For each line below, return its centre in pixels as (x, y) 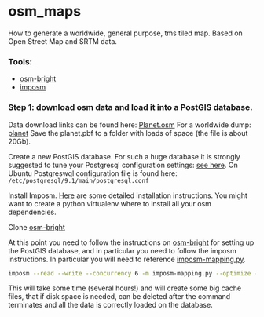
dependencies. (32, 212)
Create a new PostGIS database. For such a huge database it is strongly (125, 156)
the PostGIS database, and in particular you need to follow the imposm (123, 250)
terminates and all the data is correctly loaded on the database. (111, 305)
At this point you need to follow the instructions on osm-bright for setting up (131, 242)
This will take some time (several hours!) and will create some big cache (125, 288)
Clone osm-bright (37, 227)
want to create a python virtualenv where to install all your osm (110, 203)
